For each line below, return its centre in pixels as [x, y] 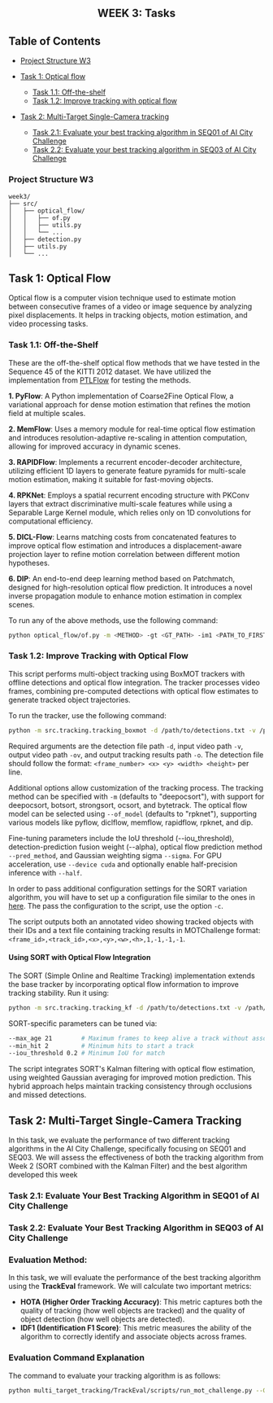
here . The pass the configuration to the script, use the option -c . [116, 905]
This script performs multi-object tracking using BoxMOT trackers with [127, 673]
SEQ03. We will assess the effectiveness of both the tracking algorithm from [136, 1157]
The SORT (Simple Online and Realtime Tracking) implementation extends [132, 976]
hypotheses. [29, 563]
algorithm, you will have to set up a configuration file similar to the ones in [132, 897]
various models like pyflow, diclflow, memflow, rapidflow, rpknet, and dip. [131, 822]
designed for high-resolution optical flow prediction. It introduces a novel [131, 587]
